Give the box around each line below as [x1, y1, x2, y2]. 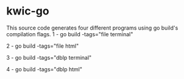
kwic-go [6, 4, 50, 18]
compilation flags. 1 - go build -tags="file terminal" [6, 30, 133, 37]
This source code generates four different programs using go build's [6, 24, 179, 31]
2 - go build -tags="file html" [6, 42, 79, 49]
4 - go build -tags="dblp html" [6, 65, 83, 73]
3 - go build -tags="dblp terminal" [6, 54, 92, 61]
